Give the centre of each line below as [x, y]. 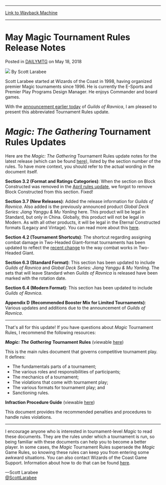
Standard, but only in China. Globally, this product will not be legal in [75, 217]
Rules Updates [36, 142]
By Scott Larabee [29, 72]
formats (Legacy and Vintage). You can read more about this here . [72, 227]
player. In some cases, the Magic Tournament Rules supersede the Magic [80, 447]
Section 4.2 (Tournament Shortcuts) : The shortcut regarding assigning [78, 237]
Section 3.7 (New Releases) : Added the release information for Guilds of [79, 201]
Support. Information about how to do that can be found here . [68, 463]
